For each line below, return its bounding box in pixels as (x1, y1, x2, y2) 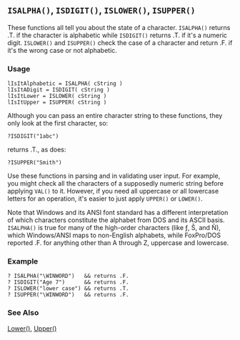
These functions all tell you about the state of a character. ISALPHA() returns (7, 23, 231, 31)
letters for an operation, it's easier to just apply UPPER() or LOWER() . (7, 194, 203, 203)
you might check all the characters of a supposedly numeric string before (7, 179, 224, 188)
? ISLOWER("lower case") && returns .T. (7, 285, 130, 292)
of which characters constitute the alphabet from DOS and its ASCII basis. (7, 216, 225, 224)
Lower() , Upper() (7, 324, 57, 333)
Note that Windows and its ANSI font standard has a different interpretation (7, 209, 229, 217)
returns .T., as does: (7, 145, 66, 154)
